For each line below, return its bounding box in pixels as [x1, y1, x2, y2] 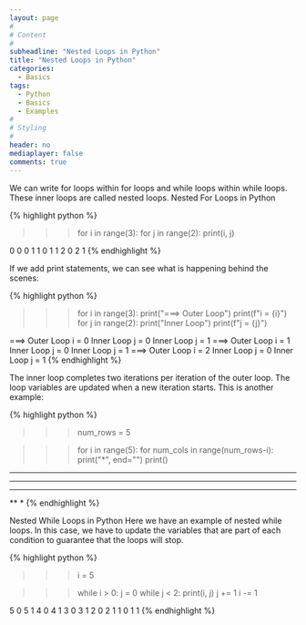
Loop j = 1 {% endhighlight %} [9, 354, 122, 365]
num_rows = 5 [76, 426, 131, 437]
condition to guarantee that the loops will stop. [9, 534, 184, 545]
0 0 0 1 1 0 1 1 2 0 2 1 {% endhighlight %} [9, 245, 162, 256]
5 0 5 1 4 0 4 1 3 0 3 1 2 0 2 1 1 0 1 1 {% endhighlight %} [9, 605, 216, 616]
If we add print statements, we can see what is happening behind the [9, 262, 269, 273]
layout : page [9, 13, 59, 23]
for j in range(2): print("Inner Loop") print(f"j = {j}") [76, 317, 268, 328]
